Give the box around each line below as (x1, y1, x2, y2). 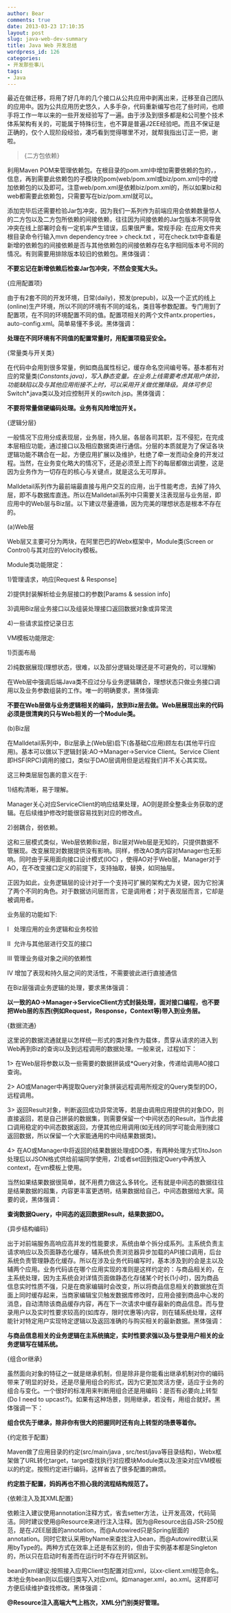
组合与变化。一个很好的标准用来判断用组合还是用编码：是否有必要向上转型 (7, 1386, 218, 1395)
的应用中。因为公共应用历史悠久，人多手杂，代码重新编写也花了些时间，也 (7, 103, 218, 111)
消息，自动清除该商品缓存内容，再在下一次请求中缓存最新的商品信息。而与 (7, 1299, 218, 1308)
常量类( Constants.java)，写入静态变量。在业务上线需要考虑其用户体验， (19, 372, 223, 380)
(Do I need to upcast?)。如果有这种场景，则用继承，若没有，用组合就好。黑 (7, 1395, 221, 1404)
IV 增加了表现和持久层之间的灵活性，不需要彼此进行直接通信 (7, 969, 177, 977)
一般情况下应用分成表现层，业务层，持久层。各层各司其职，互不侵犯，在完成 (7, 433, 224, 442)
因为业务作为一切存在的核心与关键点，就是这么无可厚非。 (7, 468, 170, 476)
